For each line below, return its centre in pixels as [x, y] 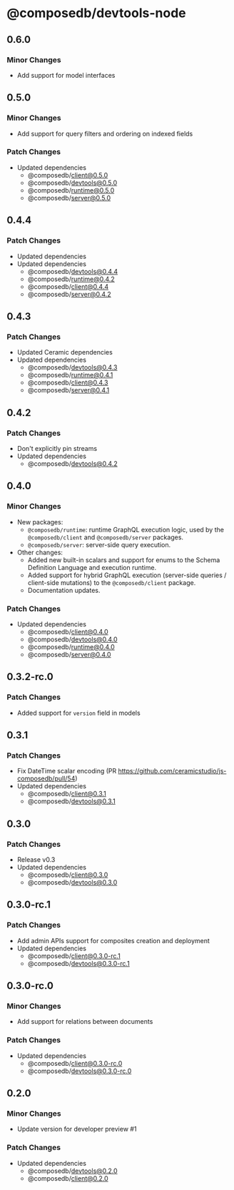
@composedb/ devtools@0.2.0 [73, 1171]
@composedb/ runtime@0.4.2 [71, 279]
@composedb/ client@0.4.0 [68, 631]
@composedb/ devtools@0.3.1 [71, 801]
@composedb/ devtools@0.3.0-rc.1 [78, 963]
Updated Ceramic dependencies [65, 352]
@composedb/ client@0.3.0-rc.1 [74, 956]
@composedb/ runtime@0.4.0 [71, 646]
